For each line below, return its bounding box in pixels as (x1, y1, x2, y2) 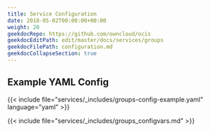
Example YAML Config (7, 76, 109, 89)
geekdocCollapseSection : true (7, 50, 98, 57)
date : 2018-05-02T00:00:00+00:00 (7, 17, 107, 24)
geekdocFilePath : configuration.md (7, 43, 113, 50)
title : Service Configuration (7, 10, 98, 18)
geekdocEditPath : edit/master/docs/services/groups (7, 37, 164, 44)
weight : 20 (7, 23, 40, 31)
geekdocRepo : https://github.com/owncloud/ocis (7, 30, 152, 38)
